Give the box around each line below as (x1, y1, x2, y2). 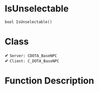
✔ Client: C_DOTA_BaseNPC (5, 58, 60, 64)
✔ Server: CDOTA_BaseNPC (5, 52, 57, 58)
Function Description (5, 75, 94, 87)
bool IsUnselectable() (5, 19, 52, 24)
